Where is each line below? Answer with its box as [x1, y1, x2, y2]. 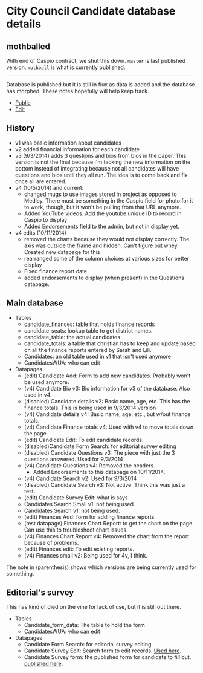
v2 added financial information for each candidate [14, 145, 140, 152]
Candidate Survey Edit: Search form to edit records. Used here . [24, 647, 182, 654]
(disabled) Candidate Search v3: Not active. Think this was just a [24, 481, 185, 488]
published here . [24, 660, 63, 668]
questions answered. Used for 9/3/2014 [24, 455, 123, 463]
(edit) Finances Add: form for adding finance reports [24, 513, 155, 521]
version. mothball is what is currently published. [6, 63, 126, 71]
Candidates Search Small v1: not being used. [24, 500, 135, 507]
